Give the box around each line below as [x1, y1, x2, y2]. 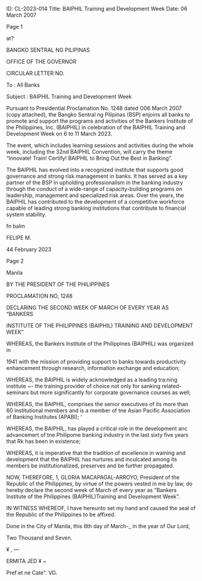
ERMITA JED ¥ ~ [6, 558, 47, 564]
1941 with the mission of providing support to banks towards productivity [6, 358, 186, 365]
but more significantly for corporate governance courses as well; [29, 389, 191, 396]
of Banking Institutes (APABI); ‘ [6, 413, 82, 420]
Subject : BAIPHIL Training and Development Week [6, 93, 132, 100]
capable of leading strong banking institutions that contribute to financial [6, 204, 186, 211]
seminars [6, 389, 29, 396]
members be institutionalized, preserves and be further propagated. [6, 462, 174, 469]
